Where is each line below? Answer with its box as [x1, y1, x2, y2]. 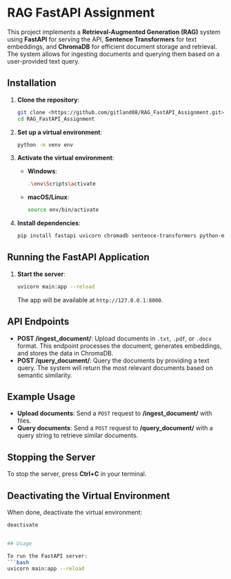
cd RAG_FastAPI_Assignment [17, 116, 95, 122]
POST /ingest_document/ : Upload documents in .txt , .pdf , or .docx [17, 334, 212, 342]
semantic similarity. [17, 371, 72, 379]
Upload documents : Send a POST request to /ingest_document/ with [17, 410, 212, 418]
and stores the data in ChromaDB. [17, 349, 114, 357]
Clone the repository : [17, 95, 80, 104]
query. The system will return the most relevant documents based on [17, 363, 214, 371]
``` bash [7, 559, 30, 566]
